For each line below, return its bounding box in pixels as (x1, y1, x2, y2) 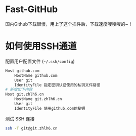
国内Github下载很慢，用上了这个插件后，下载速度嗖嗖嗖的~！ (5, 21, 133, 27)
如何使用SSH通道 (5, 40, 77, 52)
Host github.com (5, 68, 39, 73)
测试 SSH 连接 (5, 115, 35, 122)
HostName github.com (14, 73, 58, 78)
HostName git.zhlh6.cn (14, 97, 62, 102)
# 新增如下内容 (5, 87, 33, 92)
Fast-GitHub (5, 4, 58, 15)
